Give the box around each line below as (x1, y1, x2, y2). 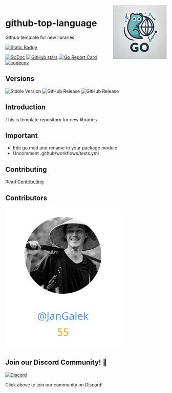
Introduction (5, 103, 46, 112)
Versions (5, 74, 35, 83)
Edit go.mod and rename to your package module (12, 145, 118, 151)
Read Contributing (5, 179, 44, 185)
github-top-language (5, 17, 97, 29)
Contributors (5, 193, 48, 202)
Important (5, 131, 38, 140)
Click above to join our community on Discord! (5, 381, 103, 388)
